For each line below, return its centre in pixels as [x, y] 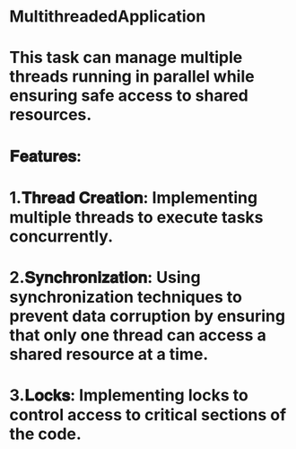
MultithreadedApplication [108, 17]
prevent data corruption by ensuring [147, 316]
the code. [46, 434]
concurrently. [61, 236]
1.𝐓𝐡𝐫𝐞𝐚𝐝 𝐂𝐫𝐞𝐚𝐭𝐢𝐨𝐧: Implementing [134, 197]
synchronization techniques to [126, 297]
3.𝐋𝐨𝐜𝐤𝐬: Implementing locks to [129, 396]
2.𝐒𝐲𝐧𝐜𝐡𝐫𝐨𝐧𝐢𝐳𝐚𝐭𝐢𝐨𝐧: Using [105, 277]
